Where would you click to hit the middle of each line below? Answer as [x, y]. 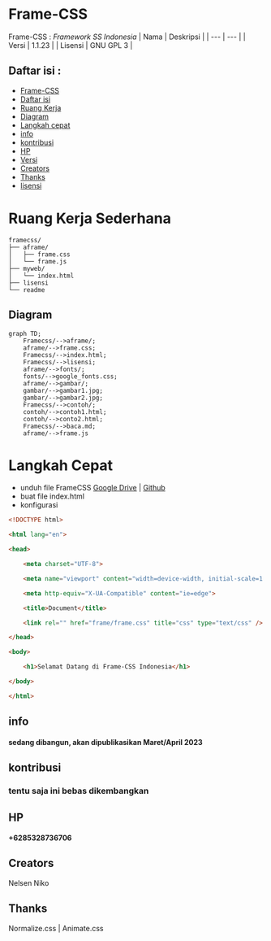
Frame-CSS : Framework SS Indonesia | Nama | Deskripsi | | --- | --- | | [127, 37]
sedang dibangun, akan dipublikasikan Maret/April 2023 [105, 742]
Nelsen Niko [29, 882]
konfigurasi [39, 505]
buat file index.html [52, 496]
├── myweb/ [27, 268]
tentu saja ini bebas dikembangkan [79, 791]
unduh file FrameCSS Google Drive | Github [93, 488]
